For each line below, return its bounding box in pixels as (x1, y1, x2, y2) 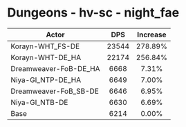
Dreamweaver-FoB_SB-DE (10, 86, 99, 96)
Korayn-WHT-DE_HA (10, 52, 82, 62)
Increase (137, 30, 167, 39)
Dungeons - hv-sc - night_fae (7, 5, 180, 21)
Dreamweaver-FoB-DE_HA (10, 63, 100, 73)
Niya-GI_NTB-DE (10, 97, 68, 107)
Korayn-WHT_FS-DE (10, 41, 80, 51)
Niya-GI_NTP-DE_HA (10, 75, 82, 84)
